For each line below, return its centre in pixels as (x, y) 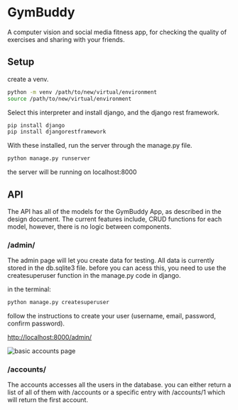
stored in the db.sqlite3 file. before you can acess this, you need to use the (117, 268)
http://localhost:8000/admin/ (50, 338)
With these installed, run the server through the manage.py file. (100, 146)
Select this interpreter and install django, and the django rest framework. (114, 112)
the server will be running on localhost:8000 (72, 172)
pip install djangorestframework (57, 132)
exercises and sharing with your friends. (66, 39)
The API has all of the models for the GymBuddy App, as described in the (114, 211)
